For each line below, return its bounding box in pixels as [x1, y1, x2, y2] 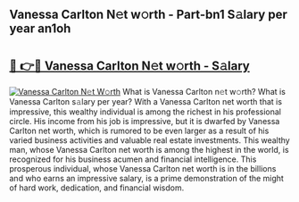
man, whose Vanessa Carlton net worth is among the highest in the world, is [9, 145, 289, 155]
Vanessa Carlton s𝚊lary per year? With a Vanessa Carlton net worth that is [9, 97, 283, 106]
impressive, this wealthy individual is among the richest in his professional [9, 106, 281, 117]
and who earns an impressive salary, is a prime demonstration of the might [9, 173, 284, 183]
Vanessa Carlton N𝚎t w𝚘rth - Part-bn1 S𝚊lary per [9, 7, 287, 22]
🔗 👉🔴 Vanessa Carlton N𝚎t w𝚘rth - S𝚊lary [9, 58, 250, 73]
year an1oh [9, 21, 71, 37]
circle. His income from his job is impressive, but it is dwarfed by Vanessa [9, 116, 280, 126]
